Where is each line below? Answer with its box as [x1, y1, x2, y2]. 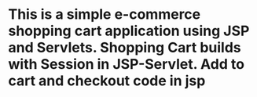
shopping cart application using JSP [8, 22, 250, 40]
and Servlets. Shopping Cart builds [8, 39, 241, 56]
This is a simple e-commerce [8, 5, 201, 23]
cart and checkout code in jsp [8, 72, 206, 90]
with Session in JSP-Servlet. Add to [8, 56, 245, 74]
